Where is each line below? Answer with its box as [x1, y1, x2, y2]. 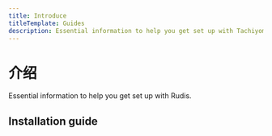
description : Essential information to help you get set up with [8, 27, 233, 35]
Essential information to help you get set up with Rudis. [8, 91, 192, 101]
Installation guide [8, 114, 99, 128]
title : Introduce [8, 11, 67, 20]
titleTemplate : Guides [8, 19, 85, 27]
